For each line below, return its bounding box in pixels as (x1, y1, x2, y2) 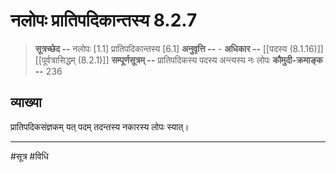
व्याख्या (10, 94, 42, 111)
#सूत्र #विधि (10, 150, 49, 162)
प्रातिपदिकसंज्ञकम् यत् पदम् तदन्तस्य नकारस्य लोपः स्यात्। (10, 120, 190, 133)
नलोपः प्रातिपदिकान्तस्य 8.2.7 (10, 9, 198, 32)
